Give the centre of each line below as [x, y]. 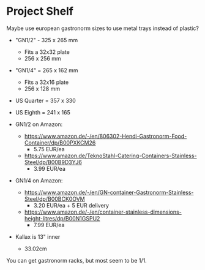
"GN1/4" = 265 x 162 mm [47, 70]
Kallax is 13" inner [38, 236]
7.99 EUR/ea [49, 225]
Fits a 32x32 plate [47, 52]
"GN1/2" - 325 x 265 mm [47, 40]
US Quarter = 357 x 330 [46, 100]
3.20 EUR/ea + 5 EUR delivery [71, 205]
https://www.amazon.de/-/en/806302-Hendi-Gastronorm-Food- [106, 136]
